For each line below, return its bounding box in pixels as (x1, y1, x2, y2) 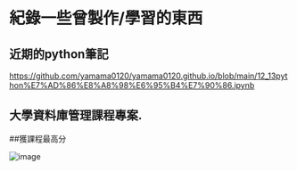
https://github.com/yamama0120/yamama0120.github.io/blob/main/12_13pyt (9, 70, 288, 81)
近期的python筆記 (9, 46, 109, 61)
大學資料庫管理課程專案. (9, 108, 143, 123)
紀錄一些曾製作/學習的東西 (9, 8, 203, 28)
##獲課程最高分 (9, 133, 67, 143)
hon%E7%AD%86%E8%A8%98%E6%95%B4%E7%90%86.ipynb (9, 80, 255, 90)
